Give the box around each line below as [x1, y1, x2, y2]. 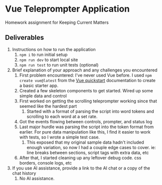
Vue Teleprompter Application [5, 3, 130, 15]
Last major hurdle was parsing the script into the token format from [19, 124, 154, 130]
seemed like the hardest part [19, 103, 77, 109]
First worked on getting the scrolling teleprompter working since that [19, 98, 157, 104]
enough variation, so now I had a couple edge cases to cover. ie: [26, 144, 156, 150]
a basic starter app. [19, 83, 58, 88]
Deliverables [5, 34, 44, 42]
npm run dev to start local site [19, 57, 78, 63]
